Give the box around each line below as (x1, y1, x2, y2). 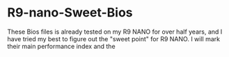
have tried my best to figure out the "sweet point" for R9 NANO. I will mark (7, 34, 221, 43)
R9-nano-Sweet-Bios (7, 5, 134, 21)
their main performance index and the (7, 42, 116, 50)
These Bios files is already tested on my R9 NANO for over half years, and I (7, 27, 223, 36)
